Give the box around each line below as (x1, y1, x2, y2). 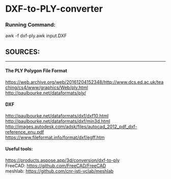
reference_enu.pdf (5, 129, 44, 135)
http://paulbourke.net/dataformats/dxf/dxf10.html (5, 112, 109, 118)
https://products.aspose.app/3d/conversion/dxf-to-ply (5, 157, 120, 163)
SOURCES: (5, 47, 40, 56)
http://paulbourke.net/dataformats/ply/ (5, 89, 87, 96)
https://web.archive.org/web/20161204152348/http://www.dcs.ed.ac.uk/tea (5, 79, 164, 85)
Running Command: (5, 21, 56, 28)
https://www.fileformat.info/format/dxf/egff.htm (5, 134, 105, 140)
